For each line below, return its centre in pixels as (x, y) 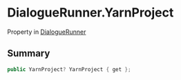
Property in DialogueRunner (47, 32)
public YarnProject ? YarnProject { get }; (69, 69)
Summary (29, 53)
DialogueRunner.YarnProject (90, 13)
